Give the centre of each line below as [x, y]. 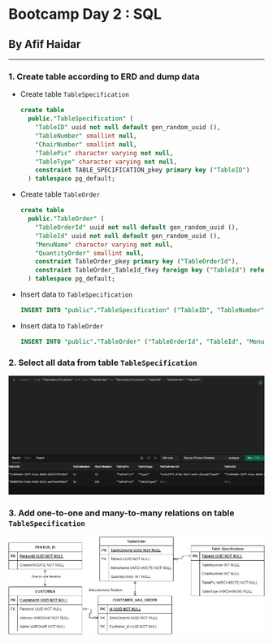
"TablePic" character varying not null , [104, 153]
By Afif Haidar [45, 44]
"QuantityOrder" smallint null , [90, 253]
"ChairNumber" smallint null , [86, 144]
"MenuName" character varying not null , [104, 245]
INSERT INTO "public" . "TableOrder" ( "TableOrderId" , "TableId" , [131, 341]
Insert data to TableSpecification [76, 294]
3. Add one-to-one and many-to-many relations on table [121, 513]
